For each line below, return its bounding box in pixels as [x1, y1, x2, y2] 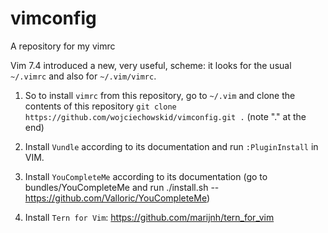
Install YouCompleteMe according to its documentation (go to [24, 170, 268, 182]
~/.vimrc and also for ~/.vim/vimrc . [10, 70, 157, 82]
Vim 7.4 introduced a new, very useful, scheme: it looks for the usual [10, 59, 292, 71]
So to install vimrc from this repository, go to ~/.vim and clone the [24, 89, 296, 101]
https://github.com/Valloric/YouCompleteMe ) [24, 192, 211, 204]
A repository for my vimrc [10, 40, 116, 52]
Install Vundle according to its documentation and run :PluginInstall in [24, 140, 319, 152]
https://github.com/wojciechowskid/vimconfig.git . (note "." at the [24, 110, 307, 122]
